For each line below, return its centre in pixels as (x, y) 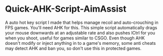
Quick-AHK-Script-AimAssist (66, 9)
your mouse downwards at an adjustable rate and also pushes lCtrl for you (80, 33)
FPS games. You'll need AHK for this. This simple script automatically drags (81, 27)
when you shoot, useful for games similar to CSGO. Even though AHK (75, 38)
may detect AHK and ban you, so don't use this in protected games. (73, 48)
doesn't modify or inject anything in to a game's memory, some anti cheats (81, 43)
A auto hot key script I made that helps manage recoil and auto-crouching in (82, 22)
